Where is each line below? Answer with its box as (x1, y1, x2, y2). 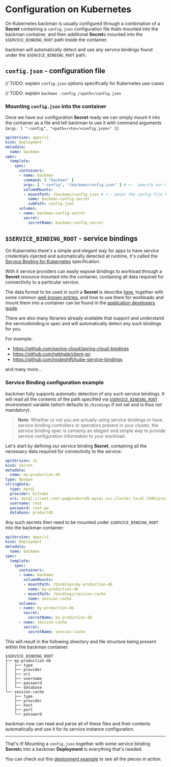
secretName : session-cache (27, 629, 85, 634)
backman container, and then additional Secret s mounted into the (5, 31, 143, 37)
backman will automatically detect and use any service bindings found (5, 46, 153, 52)
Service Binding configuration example (5, 379, 104, 386)
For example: (5, 336, 33, 342)
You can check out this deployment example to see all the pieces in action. (5, 756, 162, 762)
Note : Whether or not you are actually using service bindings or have (17, 416, 163, 423)
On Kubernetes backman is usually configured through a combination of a (5, 20, 160, 26)
